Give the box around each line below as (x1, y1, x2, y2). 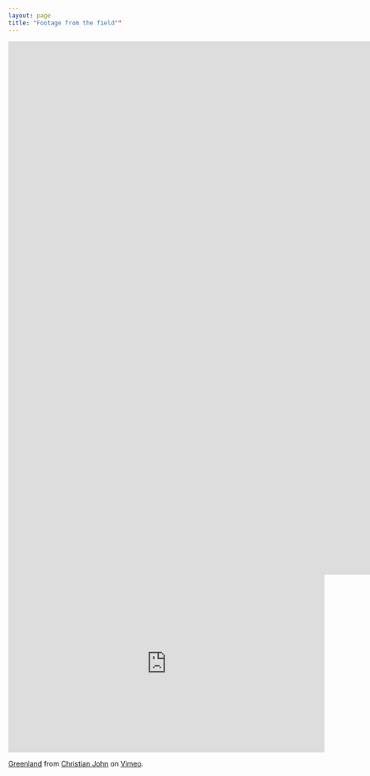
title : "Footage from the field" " (8, 19, 123, 27)
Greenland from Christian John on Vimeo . (8, 759, 144, 768)
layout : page (8, 11, 51, 20)
